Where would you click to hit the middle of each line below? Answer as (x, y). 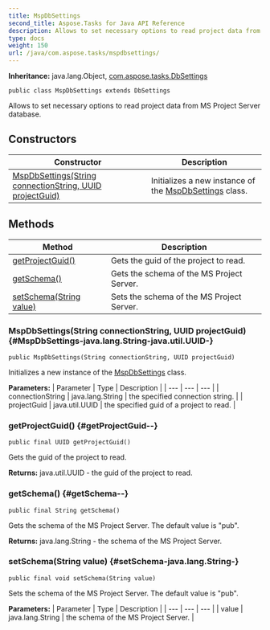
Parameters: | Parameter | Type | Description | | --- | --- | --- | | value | (126, 608)
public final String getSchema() (64, 510)
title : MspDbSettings (45, 16)
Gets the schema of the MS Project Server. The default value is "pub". (124, 525)
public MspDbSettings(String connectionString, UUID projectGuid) (122, 357)
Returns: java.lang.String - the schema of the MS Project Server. (115, 541)
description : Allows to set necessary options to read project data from (135, 31)
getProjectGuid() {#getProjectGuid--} (83, 425)
